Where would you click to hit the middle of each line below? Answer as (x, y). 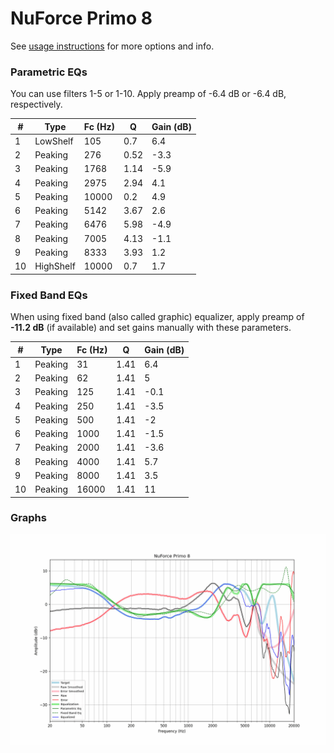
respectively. (36, 104)
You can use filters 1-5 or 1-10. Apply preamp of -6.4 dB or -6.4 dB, (148, 94)
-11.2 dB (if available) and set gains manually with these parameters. (151, 328)
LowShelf (54, 141)
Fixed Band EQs (49, 295)
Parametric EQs (49, 72)
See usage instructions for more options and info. (112, 46)
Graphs (28, 518)
